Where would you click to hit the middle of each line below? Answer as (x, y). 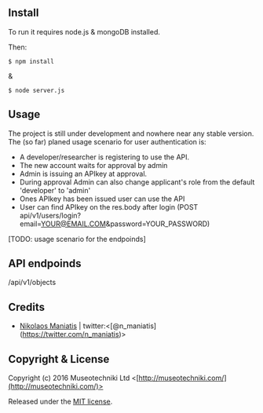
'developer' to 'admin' (55, 190)
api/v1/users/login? (50, 215)
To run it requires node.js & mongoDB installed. (84, 31)
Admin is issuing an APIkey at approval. (83, 174)
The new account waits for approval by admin (93, 165)
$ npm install (31, 61)
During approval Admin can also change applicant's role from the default (137, 182)
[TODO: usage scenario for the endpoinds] (77, 239)
